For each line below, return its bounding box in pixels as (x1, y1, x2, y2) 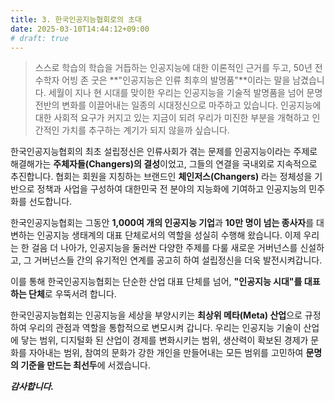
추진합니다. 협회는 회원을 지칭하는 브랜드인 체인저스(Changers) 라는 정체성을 (10, 171, 313, 183)
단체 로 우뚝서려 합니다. (28, 288, 117, 300)
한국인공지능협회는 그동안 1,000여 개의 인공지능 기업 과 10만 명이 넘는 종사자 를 (10, 217, 315, 229)
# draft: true (10, 33, 70, 43)
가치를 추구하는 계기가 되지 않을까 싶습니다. (61, 124, 230, 136)
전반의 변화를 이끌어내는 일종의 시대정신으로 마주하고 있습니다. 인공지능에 (34, 99, 322, 111)
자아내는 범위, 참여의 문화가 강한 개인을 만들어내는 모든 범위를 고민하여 (28, 347, 304, 359)
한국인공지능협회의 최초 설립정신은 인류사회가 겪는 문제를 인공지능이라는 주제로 (10, 146, 318, 158)
